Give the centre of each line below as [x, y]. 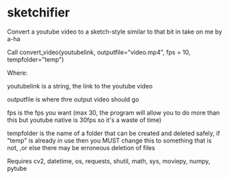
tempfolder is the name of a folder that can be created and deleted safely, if [113, 133]
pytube [17, 168]
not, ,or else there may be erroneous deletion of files [81, 147]
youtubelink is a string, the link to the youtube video [80, 86]
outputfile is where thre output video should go [73, 99]
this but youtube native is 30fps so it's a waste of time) [84, 120]
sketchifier [39, 13]
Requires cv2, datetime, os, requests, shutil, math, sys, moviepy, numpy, [109, 161]
